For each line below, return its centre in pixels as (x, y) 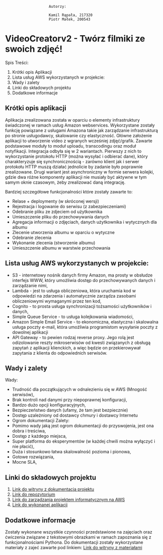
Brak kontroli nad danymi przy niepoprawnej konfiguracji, (70, 400)
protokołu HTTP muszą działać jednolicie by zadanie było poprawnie (74, 167)
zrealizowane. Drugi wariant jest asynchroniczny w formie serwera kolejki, (80, 172)
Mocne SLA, (24, 462)
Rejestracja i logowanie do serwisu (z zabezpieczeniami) (69, 206)
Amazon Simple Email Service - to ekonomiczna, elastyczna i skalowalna (85, 321)
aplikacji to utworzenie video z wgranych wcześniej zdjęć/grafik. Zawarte (79, 141)
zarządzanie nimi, (30, 285)
